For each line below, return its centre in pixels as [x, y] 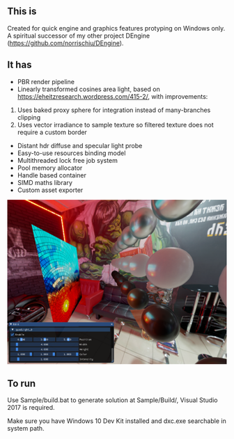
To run [22, 384]
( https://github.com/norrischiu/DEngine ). [65, 43]
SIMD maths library [45, 182]
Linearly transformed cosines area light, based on [88, 89]
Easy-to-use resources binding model [71, 153]
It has [19, 65]
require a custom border [52, 132]
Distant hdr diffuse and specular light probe [80, 145]
